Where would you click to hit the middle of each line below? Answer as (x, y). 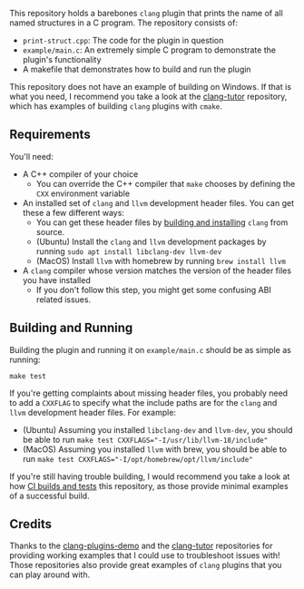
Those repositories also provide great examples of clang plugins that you (146, 565)
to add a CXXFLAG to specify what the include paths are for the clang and (143, 402)
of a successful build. (49, 496)
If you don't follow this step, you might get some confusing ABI (154, 290)
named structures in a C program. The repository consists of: (124, 23)
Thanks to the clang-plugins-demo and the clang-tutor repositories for (141, 546)
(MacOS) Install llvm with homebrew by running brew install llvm (161, 260)
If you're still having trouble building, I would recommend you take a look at (150, 476)
